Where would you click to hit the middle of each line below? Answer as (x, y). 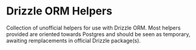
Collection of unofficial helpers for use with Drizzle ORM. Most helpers (93, 28)
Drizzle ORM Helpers (59, 11)
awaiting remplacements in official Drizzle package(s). (74, 40)
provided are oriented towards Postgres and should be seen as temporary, (98, 34)
